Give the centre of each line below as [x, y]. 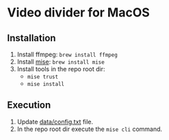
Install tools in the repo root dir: [61, 69]
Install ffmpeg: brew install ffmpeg [67, 54]
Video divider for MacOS [79, 13]
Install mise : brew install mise [61, 62]
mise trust [43, 77]
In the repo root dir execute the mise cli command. [90, 129]
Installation [31, 38]
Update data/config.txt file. [55, 121]
